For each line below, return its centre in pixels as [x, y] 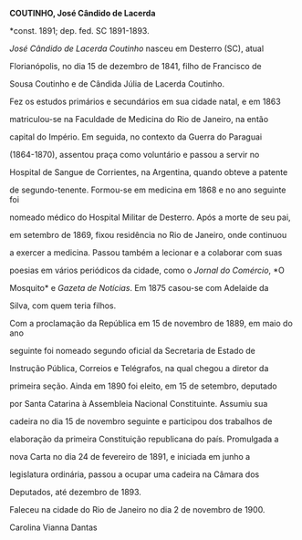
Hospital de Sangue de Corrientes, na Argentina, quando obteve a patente [149, 172]
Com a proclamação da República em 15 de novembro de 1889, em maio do [151, 323]
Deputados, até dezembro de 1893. [75, 492]
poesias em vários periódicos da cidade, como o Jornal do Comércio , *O [147, 270]
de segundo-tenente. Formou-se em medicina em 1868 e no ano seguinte [148, 190]
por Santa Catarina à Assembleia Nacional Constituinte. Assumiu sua [139, 404]
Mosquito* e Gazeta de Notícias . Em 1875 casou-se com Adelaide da [139, 288]
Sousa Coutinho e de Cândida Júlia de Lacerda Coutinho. [117, 84]
